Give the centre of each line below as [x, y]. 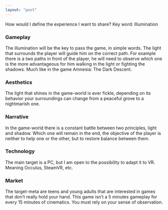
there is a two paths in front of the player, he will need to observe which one [84, 59]
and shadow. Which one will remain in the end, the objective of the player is [83, 133]
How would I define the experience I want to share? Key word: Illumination [81, 24]
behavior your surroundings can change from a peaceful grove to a [74, 99]
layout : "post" [21, 10]
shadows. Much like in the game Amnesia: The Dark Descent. [68, 69]
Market [14, 180]
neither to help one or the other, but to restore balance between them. [77, 138]
